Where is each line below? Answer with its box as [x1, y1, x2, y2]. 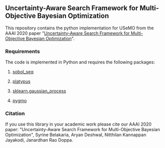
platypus [12, 78, 31, 84]
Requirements [5, 48, 40, 55]
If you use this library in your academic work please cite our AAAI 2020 [5, 121, 152, 127]
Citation [5, 110, 25, 117]
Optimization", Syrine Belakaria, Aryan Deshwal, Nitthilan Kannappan [5, 132, 147, 138]
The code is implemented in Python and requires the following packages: [5, 59, 156, 65]
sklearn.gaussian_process [12, 88, 66, 94]
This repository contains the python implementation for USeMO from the [5, 25, 154, 31]
